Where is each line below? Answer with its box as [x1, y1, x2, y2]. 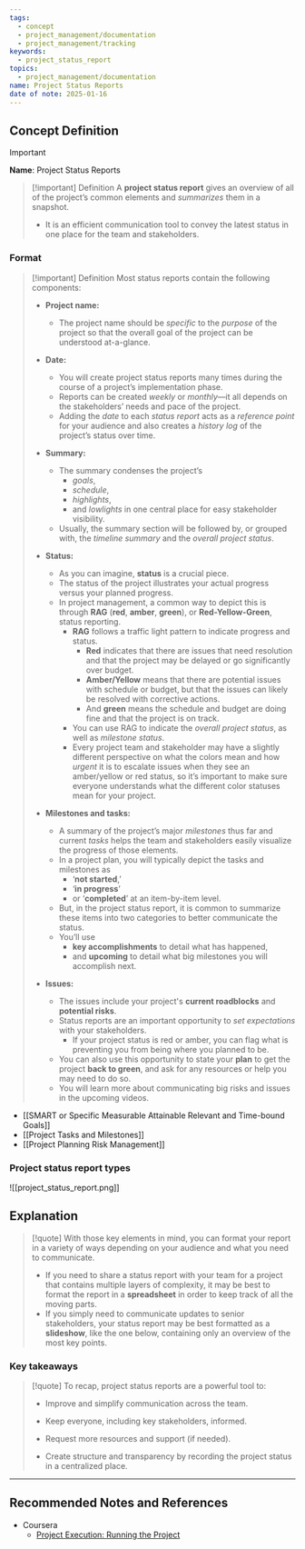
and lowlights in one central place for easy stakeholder [72, 504, 278, 515]
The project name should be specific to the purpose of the [58, 317, 278, 328]
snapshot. [31, 202, 70, 213]
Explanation [9, 1208, 79, 1224]
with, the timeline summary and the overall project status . [58, 533, 275, 544]
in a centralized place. [44, 1461, 129, 1472]
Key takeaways [9, 1360, 79, 1373]
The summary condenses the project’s [58, 465, 202, 475]
